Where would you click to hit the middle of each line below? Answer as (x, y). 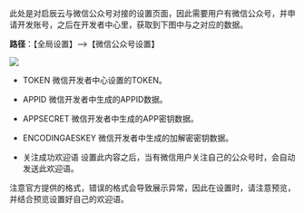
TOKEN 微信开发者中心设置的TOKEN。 (95, 80)
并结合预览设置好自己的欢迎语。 (69, 199)
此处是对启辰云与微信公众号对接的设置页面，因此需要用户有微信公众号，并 (148, 13)
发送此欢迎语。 (50, 169)
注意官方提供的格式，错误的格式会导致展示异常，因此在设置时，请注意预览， (152, 188)
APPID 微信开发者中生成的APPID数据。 (95, 99)
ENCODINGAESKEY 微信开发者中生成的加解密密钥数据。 (128, 138)
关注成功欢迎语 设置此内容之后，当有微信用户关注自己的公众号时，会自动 (159, 157)
